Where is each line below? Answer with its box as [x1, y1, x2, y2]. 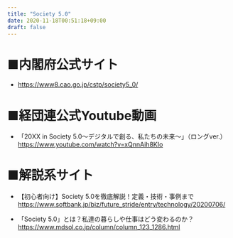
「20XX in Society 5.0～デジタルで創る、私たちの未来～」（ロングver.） [17, 132, 227, 141]
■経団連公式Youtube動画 [7, 107, 157, 124]
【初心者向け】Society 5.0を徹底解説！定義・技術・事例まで [17, 193, 194, 201]
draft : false [7, 23, 46, 31]
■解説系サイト [7, 168, 94, 183]
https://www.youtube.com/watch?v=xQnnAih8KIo [17, 140, 163, 149]
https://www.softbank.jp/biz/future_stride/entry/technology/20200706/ [17, 200, 226, 209]
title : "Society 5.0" [7, 10, 72, 18]
